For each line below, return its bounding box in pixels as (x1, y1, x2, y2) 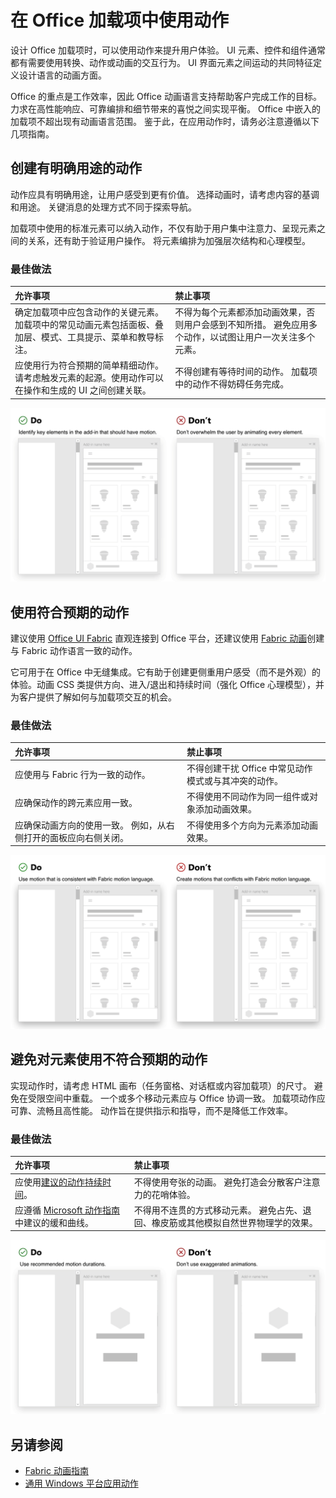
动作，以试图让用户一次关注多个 (183, 331, 316, 343)
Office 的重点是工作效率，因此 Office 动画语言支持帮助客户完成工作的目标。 (10, 90, 322, 102)
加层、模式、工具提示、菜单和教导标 (14, 331, 164, 343)
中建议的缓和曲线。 (14, 1216, 94, 1228)
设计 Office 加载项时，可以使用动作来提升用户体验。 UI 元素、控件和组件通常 (10, 44, 326, 56)
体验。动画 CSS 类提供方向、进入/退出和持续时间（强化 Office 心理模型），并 (10, 679, 325, 691)
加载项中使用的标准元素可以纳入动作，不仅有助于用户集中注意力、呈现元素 (10, 222, 317, 234)
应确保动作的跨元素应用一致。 (14, 797, 138, 809)
